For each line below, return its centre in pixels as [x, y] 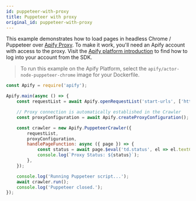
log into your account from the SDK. [49, 57]
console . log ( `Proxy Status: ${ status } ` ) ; [88, 155]
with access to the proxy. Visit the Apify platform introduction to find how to [97, 51]
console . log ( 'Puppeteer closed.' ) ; [60, 187]
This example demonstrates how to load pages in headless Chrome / [89, 39]
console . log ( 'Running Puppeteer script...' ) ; [73, 176]
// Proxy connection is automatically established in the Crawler [99, 112]
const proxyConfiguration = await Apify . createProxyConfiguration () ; [103, 117]
